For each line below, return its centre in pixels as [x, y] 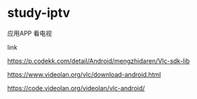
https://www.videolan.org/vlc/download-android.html [84, 74]
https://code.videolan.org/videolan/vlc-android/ [76, 88]
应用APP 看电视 [30, 33]
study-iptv [39, 13]
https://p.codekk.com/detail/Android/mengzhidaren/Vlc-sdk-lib [98, 60]
